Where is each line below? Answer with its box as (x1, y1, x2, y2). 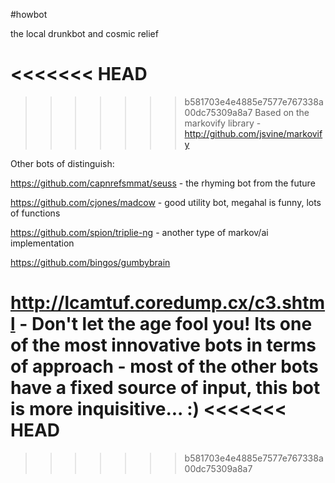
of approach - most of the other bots (10, 355, 319, 378)
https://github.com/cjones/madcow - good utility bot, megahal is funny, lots (10, 196, 322, 208)
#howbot (10, 9, 48, 20)
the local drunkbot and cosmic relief (10, 28, 159, 39)
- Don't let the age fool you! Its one (19, 313, 313, 336)
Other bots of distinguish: (10, 157, 115, 169)
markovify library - (184, 117, 262, 129)
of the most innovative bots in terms (10, 334, 317, 357)
